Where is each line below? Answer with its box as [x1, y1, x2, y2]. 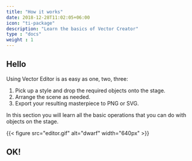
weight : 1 [6, 37, 34, 43]
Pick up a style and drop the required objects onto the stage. [14, 87, 166, 94]
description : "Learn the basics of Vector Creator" [6, 25, 138, 32]
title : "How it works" [6, 8, 63, 15]
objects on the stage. [6, 118, 59, 125]
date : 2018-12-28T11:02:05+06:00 [6, 14, 90, 21]
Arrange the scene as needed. [14, 93, 91, 100]
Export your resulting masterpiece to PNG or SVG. [14, 99, 140, 107]
